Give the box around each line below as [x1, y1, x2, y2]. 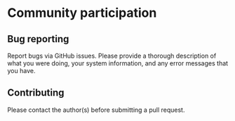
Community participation [7, 5, 157, 21]
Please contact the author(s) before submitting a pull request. [7, 106, 185, 114]
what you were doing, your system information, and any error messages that [7, 59, 229, 68]
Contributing [7, 87, 65, 99]
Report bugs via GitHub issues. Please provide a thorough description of [7, 51, 217, 60]
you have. [7, 67, 36, 75]
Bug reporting [7, 33, 69, 45]
